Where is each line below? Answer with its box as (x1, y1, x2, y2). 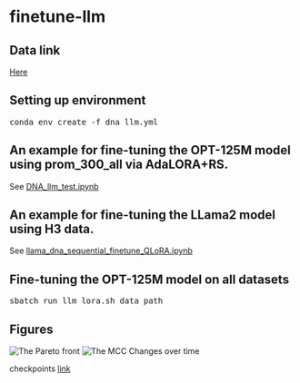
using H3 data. (9, 221, 95, 237)
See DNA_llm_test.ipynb (9, 181, 99, 191)
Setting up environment (9, 93, 146, 108)
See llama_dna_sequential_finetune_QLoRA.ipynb (9, 245, 194, 256)
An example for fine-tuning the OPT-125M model (9, 142, 291, 158)
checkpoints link (9, 363, 71, 374)
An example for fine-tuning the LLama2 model (9, 207, 275, 223)
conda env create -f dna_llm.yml (9, 116, 159, 127)
